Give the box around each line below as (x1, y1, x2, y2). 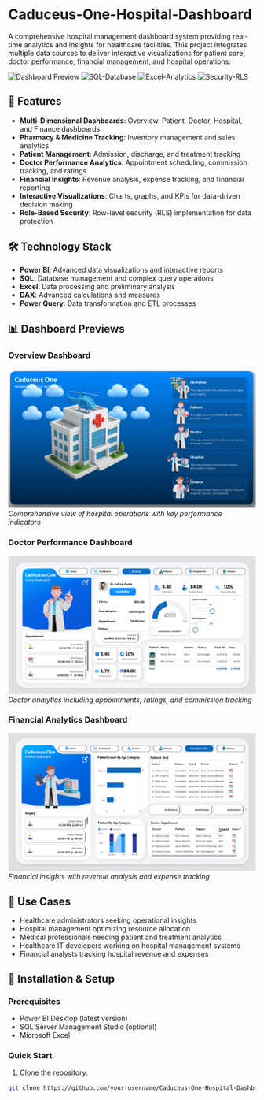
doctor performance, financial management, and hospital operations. (8, 57, 232, 66)
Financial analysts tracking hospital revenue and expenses (19, 949, 209, 959)
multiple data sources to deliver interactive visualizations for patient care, (8, 48, 246, 58)
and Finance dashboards (19, 124, 101, 133)
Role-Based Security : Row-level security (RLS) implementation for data (19, 207, 252, 217)
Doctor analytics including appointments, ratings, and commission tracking (8, 695, 253, 704)
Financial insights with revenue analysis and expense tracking (8, 872, 211, 882)
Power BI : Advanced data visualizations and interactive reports (19, 265, 224, 274)
